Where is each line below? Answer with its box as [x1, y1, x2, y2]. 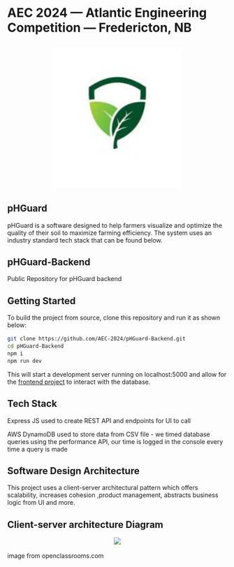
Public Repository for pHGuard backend [7, 275, 122, 283]
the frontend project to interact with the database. [7, 378, 151, 386]
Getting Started [7, 295, 76, 307]
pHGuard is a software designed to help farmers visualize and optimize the [7, 221, 222, 229]
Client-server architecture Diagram [7, 519, 163, 531]
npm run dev [7, 357, 42, 364]
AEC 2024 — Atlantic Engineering [7, 5, 207, 21]
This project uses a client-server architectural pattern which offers [7, 484, 198, 492]
